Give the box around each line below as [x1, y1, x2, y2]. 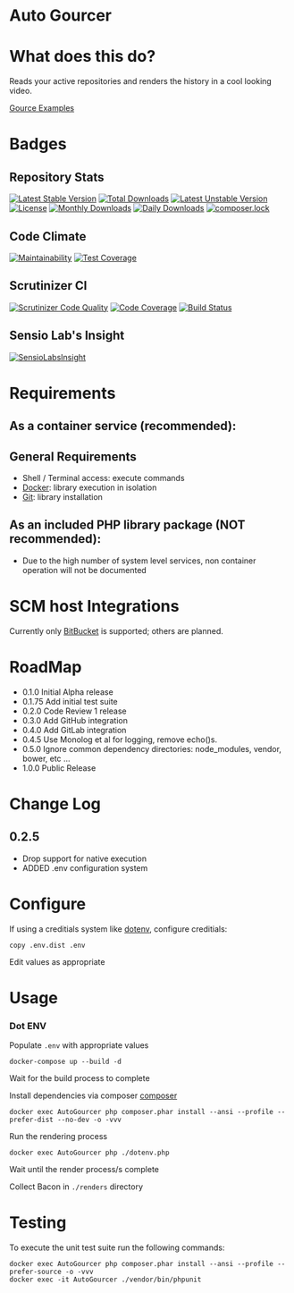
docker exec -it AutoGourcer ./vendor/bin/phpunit [9, 1275, 202, 1284]
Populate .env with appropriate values [9, 1040, 149, 1051]
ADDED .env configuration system [21, 862, 148, 873]
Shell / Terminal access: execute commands [21, 472, 185, 483]
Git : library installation [21, 491, 103, 502]
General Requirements [9, 449, 137, 464]
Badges [9, 134, 67, 155]
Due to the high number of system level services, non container [21, 555, 256, 566]
